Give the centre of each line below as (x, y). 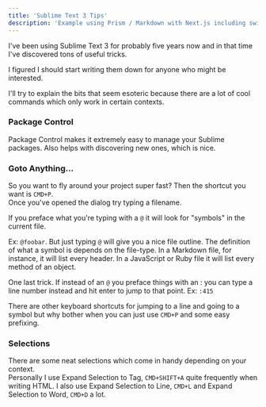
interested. (26, 78)
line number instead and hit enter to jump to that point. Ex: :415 (111, 291)
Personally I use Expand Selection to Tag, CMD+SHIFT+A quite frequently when (133, 378)
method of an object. (42, 267)
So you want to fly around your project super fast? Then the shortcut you (127, 186)
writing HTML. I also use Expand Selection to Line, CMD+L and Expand (120, 386)
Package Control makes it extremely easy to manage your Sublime (116, 139)
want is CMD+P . (31, 194)
